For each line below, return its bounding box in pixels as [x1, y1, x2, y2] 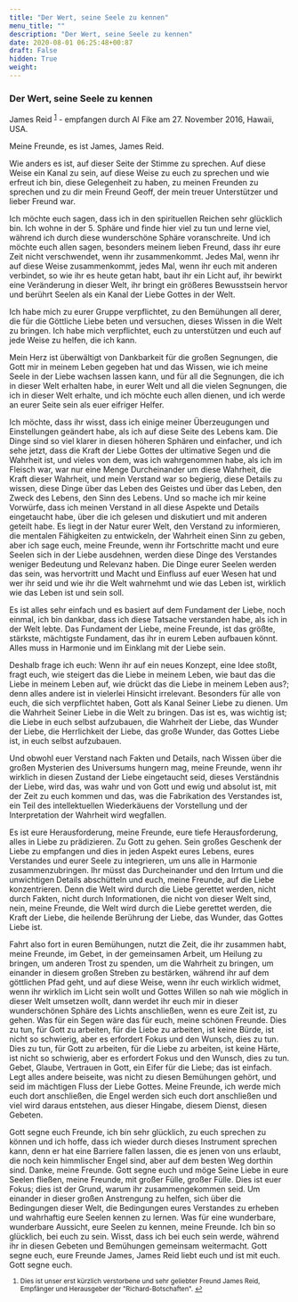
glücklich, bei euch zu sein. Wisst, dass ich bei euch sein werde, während [9, 1231, 279, 1241]
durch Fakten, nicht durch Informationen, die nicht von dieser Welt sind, [9, 893, 272, 903]
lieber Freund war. [9, 195, 76, 206]
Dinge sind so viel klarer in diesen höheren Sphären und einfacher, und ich [9, 435, 283, 446]
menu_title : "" [9, 21, 66, 30]
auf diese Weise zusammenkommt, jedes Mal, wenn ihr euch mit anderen [9, 260, 278, 271]
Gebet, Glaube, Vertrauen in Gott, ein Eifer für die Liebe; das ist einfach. [9, 1062, 272, 1073]
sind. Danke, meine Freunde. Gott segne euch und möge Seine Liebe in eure [9, 1165, 289, 1175]
